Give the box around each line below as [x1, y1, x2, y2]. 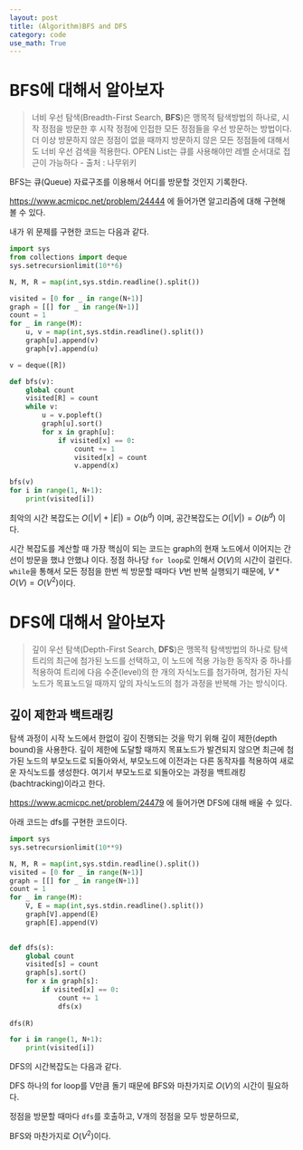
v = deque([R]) [9, 360, 67, 369]
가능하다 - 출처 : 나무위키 [48, 158, 137, 168]
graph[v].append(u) [25, 344, 99, 353]
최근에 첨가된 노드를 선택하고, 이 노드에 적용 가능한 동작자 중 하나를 [55, 656, 292, 666]
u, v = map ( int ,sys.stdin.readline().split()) [25, 328, 204, 337]
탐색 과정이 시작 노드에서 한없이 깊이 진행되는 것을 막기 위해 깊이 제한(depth [9, 733, 278, 743]
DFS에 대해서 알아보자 [9, 612, 166, 633]
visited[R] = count [25, 394, 99, 403]
